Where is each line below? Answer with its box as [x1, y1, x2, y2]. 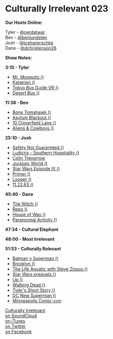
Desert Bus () [12, 90, 40, 96]
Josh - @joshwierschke [5, 39, 54, 45]
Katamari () [12, 79, 36, 85]
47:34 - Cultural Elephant [5, 226, 58, 232]
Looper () [12, 176, 32, 182]
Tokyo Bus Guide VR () [12, 84, 59, 90]
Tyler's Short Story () [12, 287, 56, 293]
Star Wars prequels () [12, 271, 56, 277]
